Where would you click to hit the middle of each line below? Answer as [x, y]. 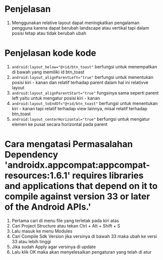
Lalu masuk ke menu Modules [42, 231]
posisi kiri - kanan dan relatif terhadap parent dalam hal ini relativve [80, 82]
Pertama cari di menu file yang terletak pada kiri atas [65, 221]
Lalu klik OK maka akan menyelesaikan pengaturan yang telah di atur [81, 252]
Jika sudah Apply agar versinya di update [54, 247]
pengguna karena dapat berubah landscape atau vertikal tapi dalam [80, 28]
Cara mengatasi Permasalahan [69, 144]
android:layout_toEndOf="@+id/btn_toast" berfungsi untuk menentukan [85, 103]
